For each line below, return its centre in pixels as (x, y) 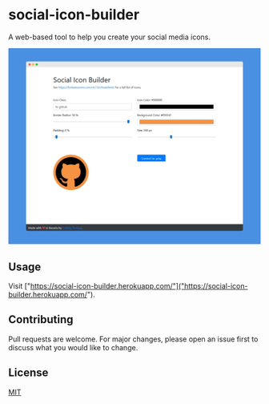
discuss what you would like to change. (73, 347)
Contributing (41, 319)
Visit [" (19, 286)
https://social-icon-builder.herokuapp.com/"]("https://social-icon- (139, 286)
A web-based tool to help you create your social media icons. (109, 37)
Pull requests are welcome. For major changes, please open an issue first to (133, 339)
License (28, 373)
